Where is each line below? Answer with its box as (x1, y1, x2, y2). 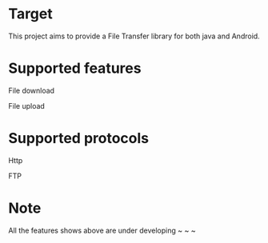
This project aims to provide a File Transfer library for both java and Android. (8, 31, 260, 41)
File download (8, 86, 54, 95)
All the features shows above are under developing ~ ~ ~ (8, 225, 196, 235)
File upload (8, 101, 46, 110)
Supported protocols (8, 129, 150, 148)
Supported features (8, 59, 142, 78)
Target (8, 5, 54, 23)
